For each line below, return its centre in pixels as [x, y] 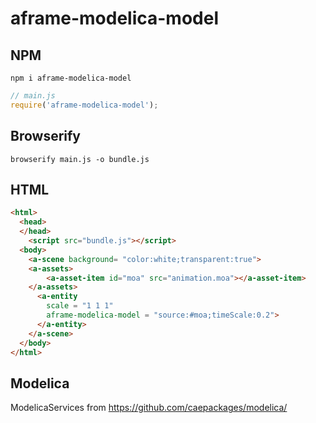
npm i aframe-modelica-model [71, 78]
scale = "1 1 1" [80, 306]
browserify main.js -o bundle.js [80, 159]
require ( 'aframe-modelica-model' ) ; [84, 105]
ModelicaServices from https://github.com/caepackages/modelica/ [149, 408]
